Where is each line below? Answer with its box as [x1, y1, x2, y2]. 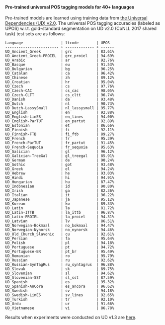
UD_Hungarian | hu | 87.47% [5, 179, 114, 185]
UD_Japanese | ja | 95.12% [5, 197, 114, 202]
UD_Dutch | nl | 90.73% [5, 101, 114, 106]
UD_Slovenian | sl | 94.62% [5, 271, 114, 276]
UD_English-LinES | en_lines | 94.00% [5, 114, 114, 119]
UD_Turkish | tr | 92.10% [5, 297, 114, 302]
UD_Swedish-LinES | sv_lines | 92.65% [5, 293, 114, 298]
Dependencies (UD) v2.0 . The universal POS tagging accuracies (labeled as [5, 20, 161, 26]
